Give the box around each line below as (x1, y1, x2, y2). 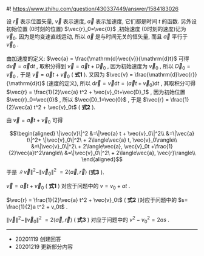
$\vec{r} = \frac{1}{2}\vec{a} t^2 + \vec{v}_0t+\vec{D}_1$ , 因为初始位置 (6, 88, 186, 95)
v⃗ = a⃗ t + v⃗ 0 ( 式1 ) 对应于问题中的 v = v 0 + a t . (6, 182, 131, 191)
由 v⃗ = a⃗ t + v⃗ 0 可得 (6, 116, 63, 125)
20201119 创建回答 (15, 235, 62, 243)
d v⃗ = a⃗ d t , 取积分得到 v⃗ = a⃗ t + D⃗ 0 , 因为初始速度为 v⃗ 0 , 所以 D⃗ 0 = (6, 62, 191, 71)
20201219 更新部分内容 (15, 243, 73, 251)
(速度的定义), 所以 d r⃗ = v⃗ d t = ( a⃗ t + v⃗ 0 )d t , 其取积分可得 (46, 80, 196, 88)
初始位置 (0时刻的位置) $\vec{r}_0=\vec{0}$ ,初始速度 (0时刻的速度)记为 (6, 26, 186, 32)
